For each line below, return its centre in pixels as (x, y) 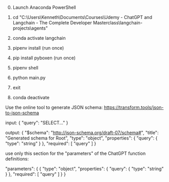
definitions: (17, 159)
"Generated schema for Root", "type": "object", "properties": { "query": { (81, 138)
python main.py (29, 78)
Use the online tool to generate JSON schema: (54, 107)
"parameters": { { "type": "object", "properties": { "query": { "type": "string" (84, 169)
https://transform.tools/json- (134, 107)
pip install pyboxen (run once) (44, 58)
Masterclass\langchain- (118, 23)
